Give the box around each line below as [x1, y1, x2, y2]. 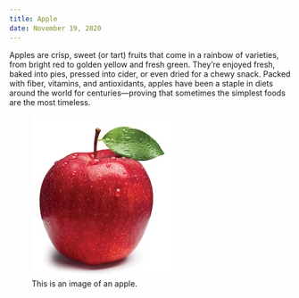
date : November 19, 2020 [9, 23, 102, 33]
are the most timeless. [9, 96, 91, 107]
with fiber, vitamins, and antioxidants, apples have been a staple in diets [9, 78, 274, 88]
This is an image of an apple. [31, 277, 138, 289]
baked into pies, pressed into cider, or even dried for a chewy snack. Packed [9, 68, 291, 79]
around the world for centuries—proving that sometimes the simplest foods [9, 87, 286, 98]
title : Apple [9, 14, 58, 23]
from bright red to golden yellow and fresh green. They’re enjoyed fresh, [9, 59, 276, 70]
